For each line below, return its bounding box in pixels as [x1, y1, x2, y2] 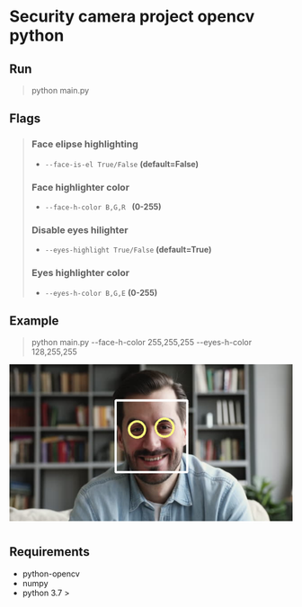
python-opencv [22, 568, 81, 579]
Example [9, 313, 59, 328]
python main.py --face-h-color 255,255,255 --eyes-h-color [31, 337, 253, 348]
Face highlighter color [31, 181, 130, 193]
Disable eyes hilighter [31, 223, 129, 236]
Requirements [9, 544, 90, 559]
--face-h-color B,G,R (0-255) [44, 201, 162, 212]
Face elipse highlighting [31, 138, 139, 150]
